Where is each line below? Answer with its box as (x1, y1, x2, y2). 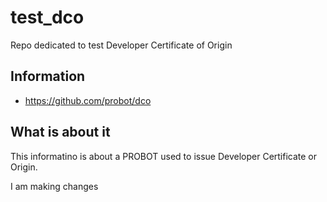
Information (10, 68, 86, 85)
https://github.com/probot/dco (24, 94, 152, 106)
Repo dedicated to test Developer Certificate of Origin (10, 39, 233, 51)
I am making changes (10, 180, 99, 192)
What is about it (10, 124, 111, 141)
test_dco (10, 6, 85, 29)
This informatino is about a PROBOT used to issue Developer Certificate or (10, 150, 318, 162)
